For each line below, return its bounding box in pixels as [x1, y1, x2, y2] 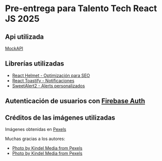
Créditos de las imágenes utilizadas [5, 113, 115, 122]
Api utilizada [5, 33, 44, 41]
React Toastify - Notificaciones [12, 77, 74, 83]
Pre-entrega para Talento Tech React [5, 3, 157, 14]
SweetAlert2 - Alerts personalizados [12, 83, 85, 89]
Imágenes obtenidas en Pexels [5, 126, 67, 132]
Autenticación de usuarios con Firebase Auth [5, 97, 145, 105]
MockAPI [5, 46, 23, 51]
